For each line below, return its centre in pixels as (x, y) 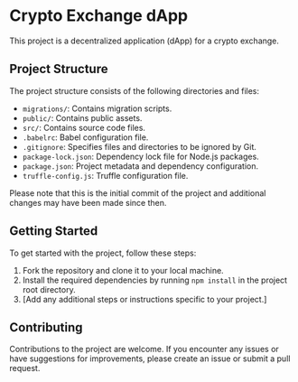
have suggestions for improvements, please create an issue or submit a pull (150, 359)
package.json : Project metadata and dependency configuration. (140, 166)
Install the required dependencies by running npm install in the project (154, 280)
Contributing (46, 327)
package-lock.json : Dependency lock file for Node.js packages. (140, 156)
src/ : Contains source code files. (84, 127)
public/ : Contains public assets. (82, 117)
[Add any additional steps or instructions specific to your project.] (144, 299)
